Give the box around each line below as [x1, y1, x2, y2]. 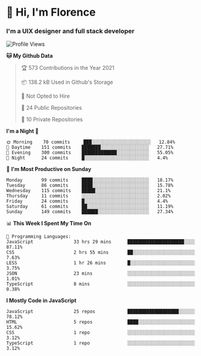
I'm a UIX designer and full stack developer [6, 27, 135, 36]
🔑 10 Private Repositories [20, 116, 83, 123]
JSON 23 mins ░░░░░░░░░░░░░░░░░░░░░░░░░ [6, 270, 196, 276]
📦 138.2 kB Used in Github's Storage [20, 78, 113, 86]
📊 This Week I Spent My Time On [6, 220, 91, 227]
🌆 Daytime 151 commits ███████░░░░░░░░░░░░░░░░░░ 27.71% [6, 145, 173, 151]
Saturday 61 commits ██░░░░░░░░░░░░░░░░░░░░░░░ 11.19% [6, 204, 173, 210]
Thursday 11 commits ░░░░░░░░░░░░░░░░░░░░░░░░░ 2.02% [6, 193, 171, 199]
